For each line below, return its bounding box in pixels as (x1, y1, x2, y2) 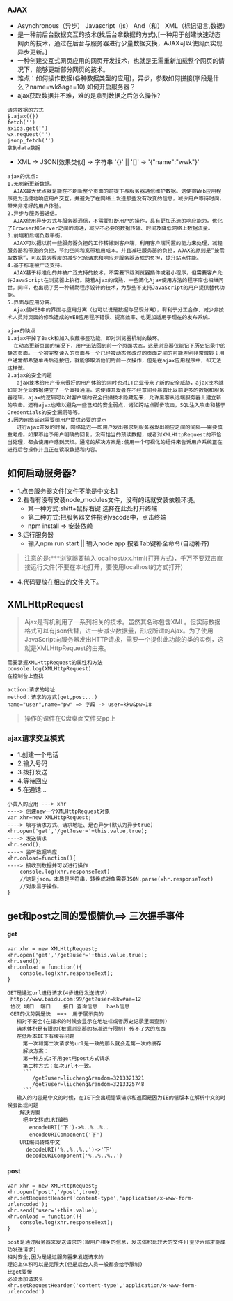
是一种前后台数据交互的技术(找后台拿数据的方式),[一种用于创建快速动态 (17, 30, 221, 39)
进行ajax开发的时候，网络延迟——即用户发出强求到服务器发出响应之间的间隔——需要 (16, 424, 218, 431)
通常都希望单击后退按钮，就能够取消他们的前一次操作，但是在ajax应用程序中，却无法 (12, 358, 222, 365)
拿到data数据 (7, 145, 41, 152)
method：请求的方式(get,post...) (7, 693, 98, 700)
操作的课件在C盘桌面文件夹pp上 (24, 714, 116, 722)
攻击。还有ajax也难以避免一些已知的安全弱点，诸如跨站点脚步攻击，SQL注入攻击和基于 (12, 402, 226, 409)
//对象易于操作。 (19, 883, 63, 890)
